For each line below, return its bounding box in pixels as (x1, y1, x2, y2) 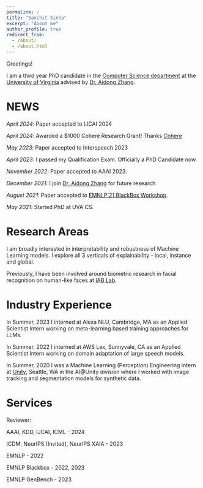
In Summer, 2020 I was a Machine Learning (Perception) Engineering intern (6, 361, 197, 368)
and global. (6, 258, 35, 265)
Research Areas (6, 225, 89, 238)
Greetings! (6, 59, 33, 67)
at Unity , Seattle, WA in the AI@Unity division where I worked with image (6, 368, 190, 375)
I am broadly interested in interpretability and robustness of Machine (6, 245, 179, 252)
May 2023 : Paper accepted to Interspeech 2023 (6, 143, 128, 151)
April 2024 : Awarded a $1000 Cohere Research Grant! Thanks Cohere (6, 132, 182, 139)
